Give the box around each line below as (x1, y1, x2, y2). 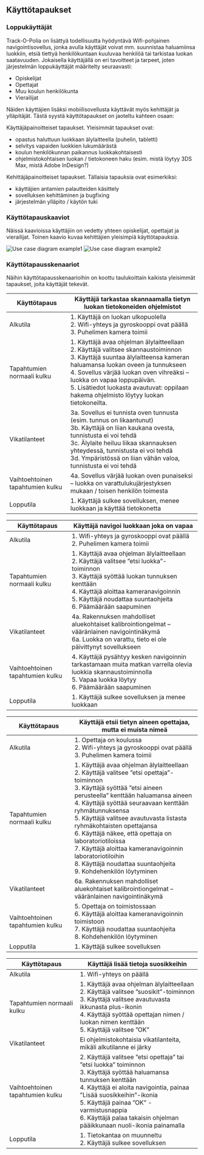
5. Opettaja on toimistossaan (74, 902, 156, 911)
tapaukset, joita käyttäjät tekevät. (6, 281, 89, 288)
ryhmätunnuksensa (74, 806, 129, 815)
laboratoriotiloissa (74, 837, 126, 845)
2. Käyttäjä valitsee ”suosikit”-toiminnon (80, 987, 195, 996)
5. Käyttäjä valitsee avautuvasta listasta (74, 814, 187, 823)
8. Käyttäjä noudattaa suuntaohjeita (74, 860, 176, 868)
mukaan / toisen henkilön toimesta (70, 487, 168, 495)
